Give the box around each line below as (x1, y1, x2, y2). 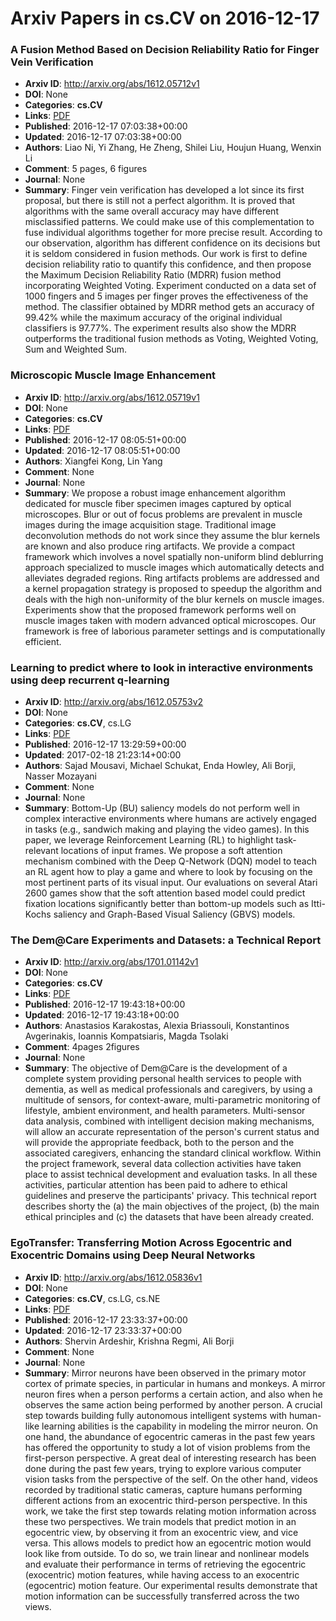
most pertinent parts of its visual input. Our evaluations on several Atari (24, 877, 318, 889)
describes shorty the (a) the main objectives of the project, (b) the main (24, 1200, 320, 1212)
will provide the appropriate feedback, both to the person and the (24, 1137, 295, 1149)
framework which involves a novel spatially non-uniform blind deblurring (24, 550, 324, 562)
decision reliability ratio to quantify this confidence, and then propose (24, 258, 312, 271)
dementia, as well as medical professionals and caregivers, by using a (24, 1083, 313, 1096)
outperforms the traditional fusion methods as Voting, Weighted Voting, (24, 333, 319, 345)
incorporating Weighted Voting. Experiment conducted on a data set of (24, 280, 317, 292)
